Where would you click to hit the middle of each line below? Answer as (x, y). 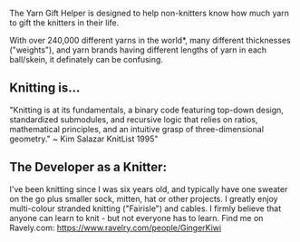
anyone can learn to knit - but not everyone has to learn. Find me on (136, 218)
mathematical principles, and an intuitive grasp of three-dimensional (137, 129)
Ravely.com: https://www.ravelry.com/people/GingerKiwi (116, 227)
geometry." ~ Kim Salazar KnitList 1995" (84, 139)
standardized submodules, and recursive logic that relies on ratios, (134, 119)
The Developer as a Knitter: (88, 167)
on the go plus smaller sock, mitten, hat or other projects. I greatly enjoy (144, 198)
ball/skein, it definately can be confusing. (86, 59)
